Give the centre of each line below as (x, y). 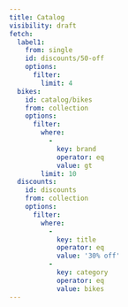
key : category (82, 272)
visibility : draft (43, 26)
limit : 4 (57, 83)
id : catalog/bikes (59, 100)
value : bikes (80, 288)
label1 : (31, 42)
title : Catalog (37, 17)
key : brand (76, 149)
